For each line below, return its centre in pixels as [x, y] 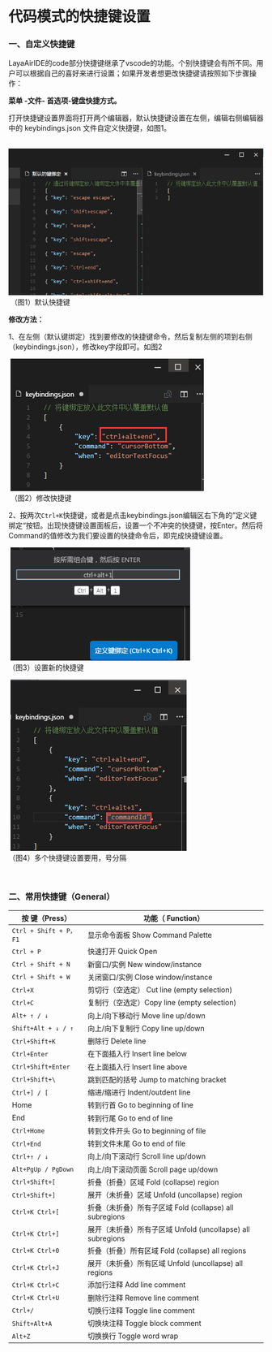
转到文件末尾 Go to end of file [137, 1144]
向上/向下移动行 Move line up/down [147, 1015]
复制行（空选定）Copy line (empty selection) [162, 1003]
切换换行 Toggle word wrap [133, 1336]
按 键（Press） [46, 918]
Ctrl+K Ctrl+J [36, 1268]
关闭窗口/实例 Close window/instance [150, 977]
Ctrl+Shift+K [34, 1041]
